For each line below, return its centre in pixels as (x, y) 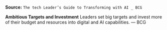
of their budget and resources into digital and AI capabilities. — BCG (76, 22)
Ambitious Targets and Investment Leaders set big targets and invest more (83, 17)
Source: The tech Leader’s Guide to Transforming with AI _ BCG (74, 7)
